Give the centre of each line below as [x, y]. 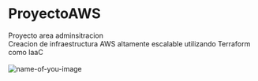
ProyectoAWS [54, 14]
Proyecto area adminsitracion [56, 35]
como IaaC [26, 52]
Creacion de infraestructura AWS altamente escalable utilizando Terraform [129, 43]
